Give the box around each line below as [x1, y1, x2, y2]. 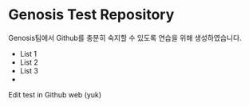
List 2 [19, 57, 38, 67]
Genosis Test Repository [8, 6, 175, 24]
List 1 [19, 49, 38, 58]
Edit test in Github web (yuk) [8, 89, 102, 99]
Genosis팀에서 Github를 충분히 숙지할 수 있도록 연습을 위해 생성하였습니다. [8, 33, 242, 42]
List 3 [19, 65, 38, 75]
